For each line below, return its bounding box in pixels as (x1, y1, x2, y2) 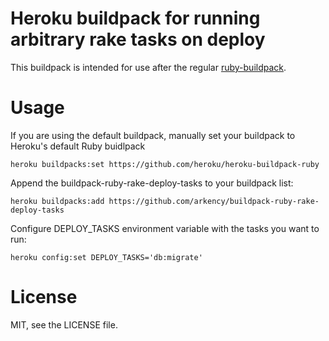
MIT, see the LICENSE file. (10, 318, 118, 331)
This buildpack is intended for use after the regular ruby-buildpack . (10, 61, 287, 73)
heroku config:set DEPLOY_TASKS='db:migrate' (10, 252, 203, 262)
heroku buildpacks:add (10, 196, 105, 206)
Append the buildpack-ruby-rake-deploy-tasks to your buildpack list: (10, 177, 294, 189)
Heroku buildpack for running (10, 7, 261, 30)
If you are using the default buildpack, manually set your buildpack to (10, 129, 296, 141)
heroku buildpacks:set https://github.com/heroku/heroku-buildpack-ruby (10, 159, 320, 169)
